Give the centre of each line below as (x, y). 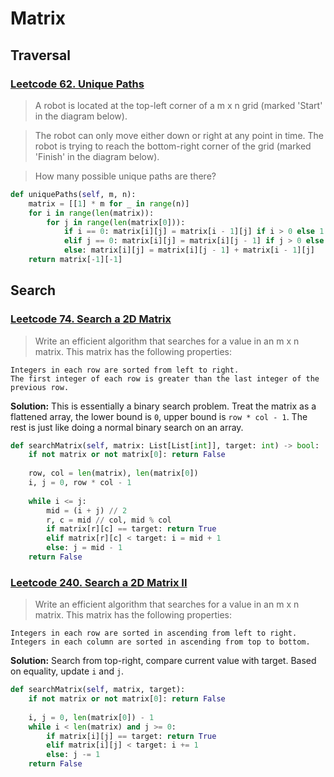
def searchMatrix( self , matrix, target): (98, 690)
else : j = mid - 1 (84, 548)
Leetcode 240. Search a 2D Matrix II (99, 582)
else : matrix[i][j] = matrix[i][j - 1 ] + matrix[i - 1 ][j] (189, 250)
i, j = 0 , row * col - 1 (80, 483)
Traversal (40, 55)
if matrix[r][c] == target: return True (131, 529)
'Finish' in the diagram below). (97, 156)
